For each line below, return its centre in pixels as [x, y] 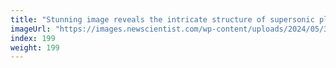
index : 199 [33, 38]
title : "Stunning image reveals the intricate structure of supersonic [162, 19]
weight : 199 [35, 47]
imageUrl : [31, 29]
